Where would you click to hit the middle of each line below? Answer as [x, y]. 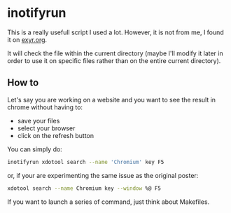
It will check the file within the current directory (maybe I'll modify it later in [115, 53]
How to [23, 83]
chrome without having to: [45, 107]
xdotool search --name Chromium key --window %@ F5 [84, 188]
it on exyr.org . [27, 39]
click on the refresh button [56, 135]
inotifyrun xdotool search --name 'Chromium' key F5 [86, 162]
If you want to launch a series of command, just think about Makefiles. [108, 202]
